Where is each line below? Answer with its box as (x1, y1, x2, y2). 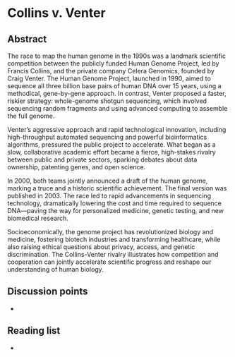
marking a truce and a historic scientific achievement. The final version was (7, 184, 227, 192)
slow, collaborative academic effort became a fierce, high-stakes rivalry (7, 148, 217, 156)
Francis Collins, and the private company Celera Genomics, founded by (7, 67, 215, 75)
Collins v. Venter (7, 5, 106, 21)
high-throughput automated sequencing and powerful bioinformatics (7, 133, 207, 141)
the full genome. (7, 111, 55, 120)
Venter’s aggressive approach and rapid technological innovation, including (7, 126, 227, 133)
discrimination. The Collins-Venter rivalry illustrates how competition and (7, 250, 219, 258)
